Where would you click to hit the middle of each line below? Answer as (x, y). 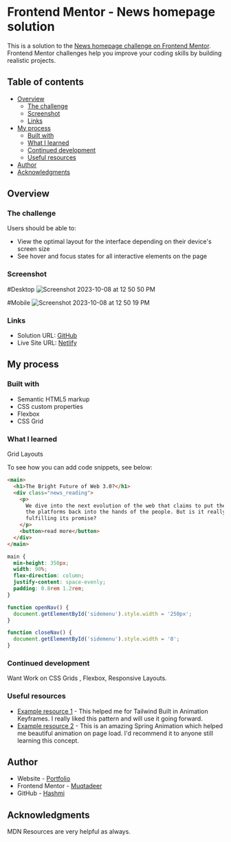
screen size (33, 249)
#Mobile (19, 302)
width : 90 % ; (31, 570)
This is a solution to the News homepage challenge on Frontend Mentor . (109, 46)
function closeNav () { (40, 633)
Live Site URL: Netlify (47, 343)
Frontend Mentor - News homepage (111, 12)
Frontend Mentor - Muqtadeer (59, 786)
